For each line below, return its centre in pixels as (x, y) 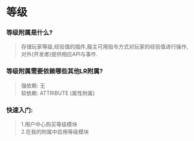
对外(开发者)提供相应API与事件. (59, 54)
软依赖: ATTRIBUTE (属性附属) (58, 93)
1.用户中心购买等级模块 (49, 124)
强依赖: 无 (33, 85)
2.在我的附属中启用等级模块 (55, 132)
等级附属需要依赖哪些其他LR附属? (55, 71)
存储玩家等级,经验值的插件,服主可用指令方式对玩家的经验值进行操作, (104, 47)
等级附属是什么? (29, 32)
